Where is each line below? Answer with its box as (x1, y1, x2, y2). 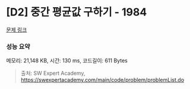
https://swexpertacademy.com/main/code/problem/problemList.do (20, 77, 185, 84)
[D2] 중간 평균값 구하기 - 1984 (6, 5, 147, 19)
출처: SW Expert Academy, (20, 69, 85, 77)
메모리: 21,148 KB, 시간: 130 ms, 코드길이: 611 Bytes (6, 57, 128, 64)
